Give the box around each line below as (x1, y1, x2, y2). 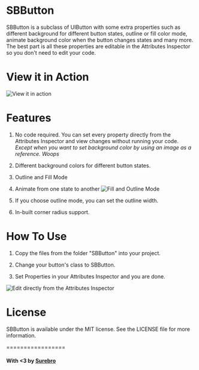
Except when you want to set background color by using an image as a (14, 144, 192, 151)
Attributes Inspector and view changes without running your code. (14, 137, 179, 144)
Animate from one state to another (14, 185, 100, 193)
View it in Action (6, 70, 89, 84)
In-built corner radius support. (14, 208, 90, 215)
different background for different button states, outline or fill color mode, (6, 29, 188, 37)
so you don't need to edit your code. (6, 49, 97, 56)
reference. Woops (14, 150, 60, 157)
